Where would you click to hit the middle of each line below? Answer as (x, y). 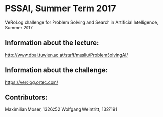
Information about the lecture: (52, 43)
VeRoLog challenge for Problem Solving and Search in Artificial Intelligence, (82, 22)
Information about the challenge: (56, 70)
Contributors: (26, 97)
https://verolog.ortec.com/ (32, 82)
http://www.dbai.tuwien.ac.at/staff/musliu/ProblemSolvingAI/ (67, 55)
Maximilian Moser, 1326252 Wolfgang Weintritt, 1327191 (61, 109)
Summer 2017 (19, 27)
